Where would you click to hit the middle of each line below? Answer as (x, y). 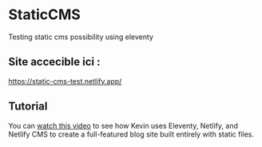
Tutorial (28, 107)
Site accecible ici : (55, 62)
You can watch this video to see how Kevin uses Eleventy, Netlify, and (123, 125)
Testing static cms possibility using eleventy (81, 37)
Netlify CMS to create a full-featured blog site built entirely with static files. (131, 134)
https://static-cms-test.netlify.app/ (65, 81)
